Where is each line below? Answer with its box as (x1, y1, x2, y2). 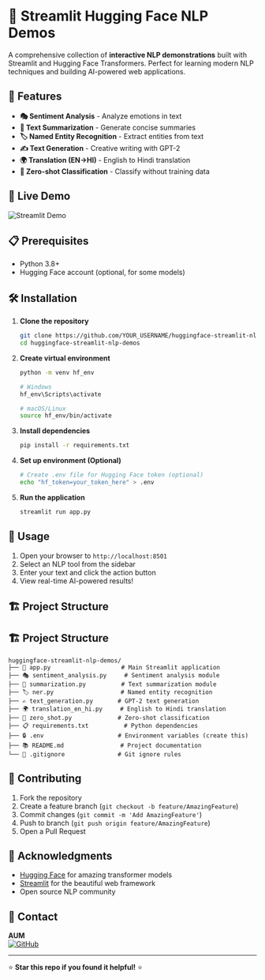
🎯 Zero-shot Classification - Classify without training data (19, 166, 211, 176)
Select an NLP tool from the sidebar (19, 559, 136, 568)
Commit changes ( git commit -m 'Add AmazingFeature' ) (19, 809, 203, 819)
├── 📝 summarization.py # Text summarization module (8, 680, 217, 688)
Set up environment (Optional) (19, 456, 122, 465)
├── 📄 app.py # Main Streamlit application (8, 663, 221, 671)
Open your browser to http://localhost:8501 (19, 551, 168, 560)
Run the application (19, 492, 85, 502)
